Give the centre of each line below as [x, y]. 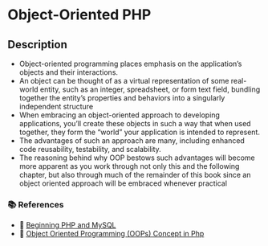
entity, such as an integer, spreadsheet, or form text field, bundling [150, 89]
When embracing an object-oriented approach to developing [119, 115]
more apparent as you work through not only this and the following [129, 166]
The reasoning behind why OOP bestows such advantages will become [137, 158]
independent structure [56, 107]
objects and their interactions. [68, 72]
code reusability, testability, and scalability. [90, 149]
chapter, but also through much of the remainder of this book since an [135, 175]
